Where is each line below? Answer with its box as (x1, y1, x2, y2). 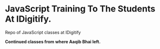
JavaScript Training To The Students (5, 3, 156, 14)
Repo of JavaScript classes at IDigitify (5, 29, 81, 35)
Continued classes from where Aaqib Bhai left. (5, 38, 101, 44)
